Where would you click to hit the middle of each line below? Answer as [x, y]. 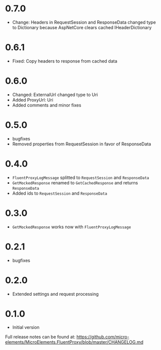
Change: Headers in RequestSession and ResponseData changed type [84, 22]
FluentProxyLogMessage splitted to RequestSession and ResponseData [81, 177]
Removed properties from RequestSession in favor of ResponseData [82, 144]
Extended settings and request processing [55, 294]
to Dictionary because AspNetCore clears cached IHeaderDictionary [82, 27]
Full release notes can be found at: [40, 337]
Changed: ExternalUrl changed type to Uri [55, 95]
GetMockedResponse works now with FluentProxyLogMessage [72, 227]
